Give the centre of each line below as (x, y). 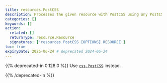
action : (13, 28)
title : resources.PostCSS (32, 10)
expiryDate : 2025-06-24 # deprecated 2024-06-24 (56, 51)
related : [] (22, 33)
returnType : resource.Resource (42, 38)
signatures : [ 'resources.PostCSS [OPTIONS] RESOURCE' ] (68, 42)
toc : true (15, 47)
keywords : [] (19, 24)
